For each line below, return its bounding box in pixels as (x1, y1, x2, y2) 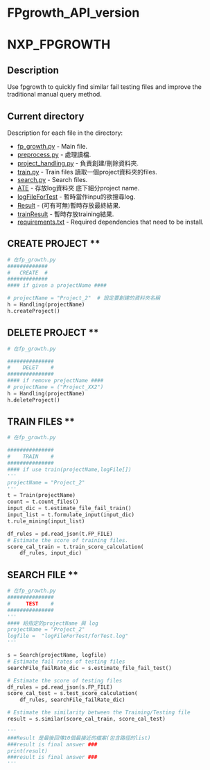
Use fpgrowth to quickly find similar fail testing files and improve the (7, 83, 202, 91)
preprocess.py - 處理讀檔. (17, 151, 91, 158)
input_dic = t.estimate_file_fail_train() (7, 505, 132, 512)
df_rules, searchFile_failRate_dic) (19, 696, 126, 703)
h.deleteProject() (7, 396, 60, 404)
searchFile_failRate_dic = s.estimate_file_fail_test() (7, 664, 172, 671)
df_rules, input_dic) (19, 550, 82, 557)
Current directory (7, 110, 85, 122)
